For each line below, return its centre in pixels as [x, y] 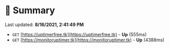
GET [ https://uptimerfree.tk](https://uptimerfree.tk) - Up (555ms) [79, 34]
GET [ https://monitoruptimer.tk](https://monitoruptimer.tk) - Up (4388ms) [88, 40]
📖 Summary [30, 10]
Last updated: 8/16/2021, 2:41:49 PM [44, 25]
